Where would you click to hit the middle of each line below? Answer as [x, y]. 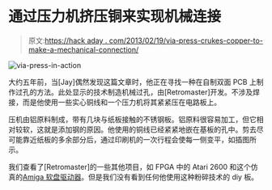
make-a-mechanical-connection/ [83, 49]
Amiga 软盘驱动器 [52, 177]
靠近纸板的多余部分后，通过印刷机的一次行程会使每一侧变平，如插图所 [139, 139]
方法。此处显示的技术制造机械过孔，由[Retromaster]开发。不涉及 [144, 92]
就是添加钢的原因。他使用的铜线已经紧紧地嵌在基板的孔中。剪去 [150, 129]
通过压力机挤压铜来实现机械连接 [115, 17]
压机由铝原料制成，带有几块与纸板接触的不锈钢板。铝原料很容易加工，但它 [132, 119]
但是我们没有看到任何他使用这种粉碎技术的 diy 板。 [173, 177]
